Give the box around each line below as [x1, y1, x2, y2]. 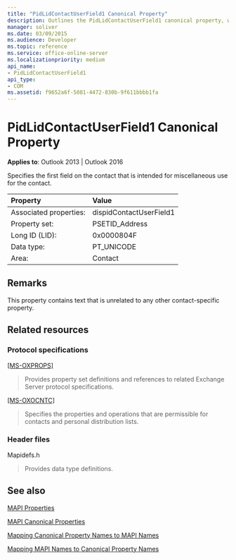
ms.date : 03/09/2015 [7, 30, 68, 37]
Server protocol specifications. [24, 382, 114, 391]
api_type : [7, 75, 37, 83]
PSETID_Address [92, 219, 148, 229]
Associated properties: [11, 207, 86, 217]
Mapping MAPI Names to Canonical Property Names [7, 544, 159, 553]
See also [7, 485, 46, 497]
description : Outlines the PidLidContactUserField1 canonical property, [7, 17, 225, 24]
